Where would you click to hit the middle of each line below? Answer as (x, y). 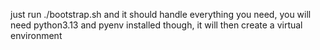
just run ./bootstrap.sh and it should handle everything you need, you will (161, 14)
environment (36, 35)
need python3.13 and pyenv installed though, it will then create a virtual (156, 25)
